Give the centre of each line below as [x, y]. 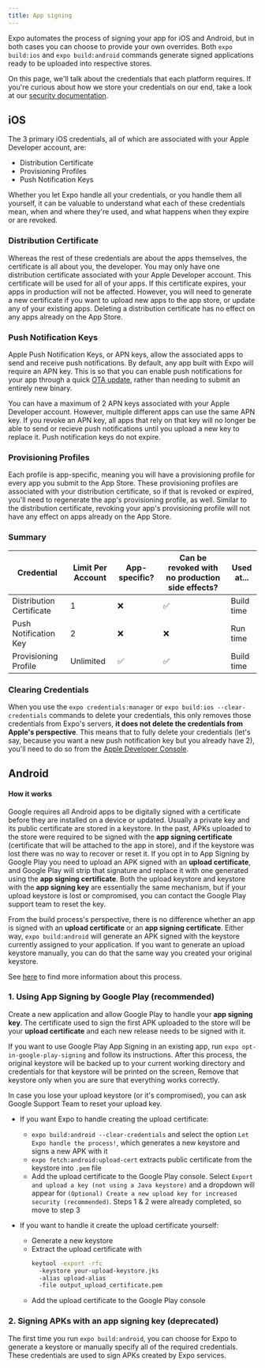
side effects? [193, 588]
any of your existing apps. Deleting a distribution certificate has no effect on [132, 308]
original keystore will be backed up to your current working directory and [127, 1063]
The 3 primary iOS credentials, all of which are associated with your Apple [129, 139]
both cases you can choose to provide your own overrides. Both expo [120, 46]
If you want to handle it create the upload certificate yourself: [119, 1225]
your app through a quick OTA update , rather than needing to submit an [124, 380]
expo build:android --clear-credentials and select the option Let [140, 1134]
